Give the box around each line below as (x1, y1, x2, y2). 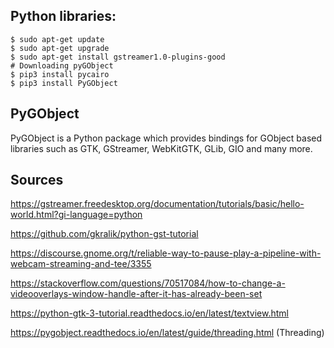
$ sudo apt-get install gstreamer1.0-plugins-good (10, 52, 226, 62)
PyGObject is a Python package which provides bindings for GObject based (10, 132, 323, 144)
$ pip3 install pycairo (10, 69, 110, 79)
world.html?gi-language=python (10, 209, 143, 221)
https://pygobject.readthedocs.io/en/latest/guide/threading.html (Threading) (10, 327, 325, 339)
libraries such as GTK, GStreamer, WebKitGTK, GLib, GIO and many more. (10, 142, 313, 154)
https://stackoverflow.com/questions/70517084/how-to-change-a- (10, 277, 286, 289)
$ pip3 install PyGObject (10, 78, 118, 88)
